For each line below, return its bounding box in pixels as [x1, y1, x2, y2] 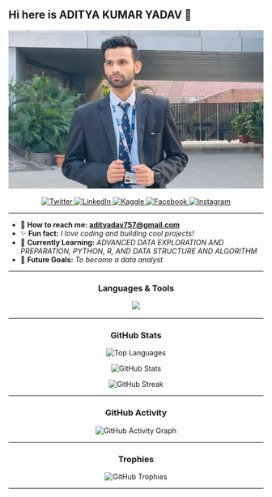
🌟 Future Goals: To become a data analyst [19, 254, 164, 264]
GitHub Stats [110, 329, 162, 341]
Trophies [117, 453, 155, 465]
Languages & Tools [97, 282, 175, 294]
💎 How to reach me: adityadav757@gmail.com [19, 219, 181, 229]
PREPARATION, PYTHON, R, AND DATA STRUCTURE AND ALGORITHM [19, 246, 257, 256]
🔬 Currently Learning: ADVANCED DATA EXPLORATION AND [19, 237, 224, 247]
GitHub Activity [104, 407, 168, 418]
